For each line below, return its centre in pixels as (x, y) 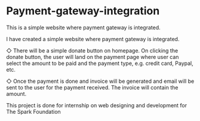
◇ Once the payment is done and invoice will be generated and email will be (100, 81)
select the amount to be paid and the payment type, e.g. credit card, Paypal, (100, 63)
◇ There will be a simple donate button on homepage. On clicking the (92, 50)
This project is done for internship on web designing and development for (97, 105)
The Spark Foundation (33, 111)
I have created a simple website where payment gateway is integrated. (93, 39)
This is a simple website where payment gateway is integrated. (84, 27)
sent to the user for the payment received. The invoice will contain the (92, 87)
